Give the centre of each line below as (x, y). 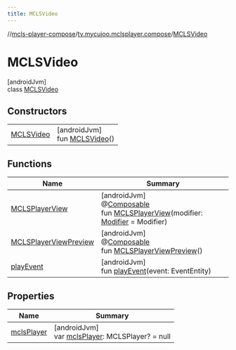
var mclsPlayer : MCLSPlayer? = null (112, 336)
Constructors (37, 111)
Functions (30, 163)
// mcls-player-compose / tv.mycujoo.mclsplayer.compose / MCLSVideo (107, 34)
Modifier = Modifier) (134, 222)
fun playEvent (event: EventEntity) (156, 271)
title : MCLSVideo (33, 14)
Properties (31, 296)
